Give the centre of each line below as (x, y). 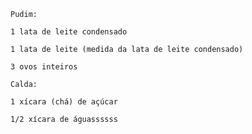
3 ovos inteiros (44, 67)
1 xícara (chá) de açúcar (64, 102)
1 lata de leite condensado (69, 32)
